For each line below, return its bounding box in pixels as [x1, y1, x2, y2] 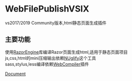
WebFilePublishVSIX [5, 3, 89, 14]
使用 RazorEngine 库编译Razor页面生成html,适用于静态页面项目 [5, 49, 128, 55]
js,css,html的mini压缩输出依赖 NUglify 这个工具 [5, 55, 96, 61]
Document [5, 71, 26, 77]
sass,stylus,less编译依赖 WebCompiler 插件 [5, 61, 89, 67]
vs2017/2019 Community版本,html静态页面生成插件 [5, 20, 107, 26]
